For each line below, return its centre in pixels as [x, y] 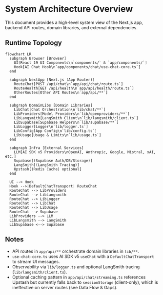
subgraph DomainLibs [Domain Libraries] [51, 105]
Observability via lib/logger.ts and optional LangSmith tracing [76, 267]
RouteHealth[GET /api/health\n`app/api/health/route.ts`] [74, 88]
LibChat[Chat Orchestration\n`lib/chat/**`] [60, 110]
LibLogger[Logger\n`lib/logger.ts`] [51, 127]
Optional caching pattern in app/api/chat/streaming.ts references [79, 277]
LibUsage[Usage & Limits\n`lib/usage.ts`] [58, 135]
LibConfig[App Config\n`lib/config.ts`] [55, 131]
